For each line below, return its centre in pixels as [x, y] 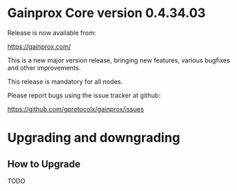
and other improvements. [44, 67]
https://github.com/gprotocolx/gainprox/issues [76, 109]
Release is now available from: [52, 33]
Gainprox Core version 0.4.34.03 [106, 13]
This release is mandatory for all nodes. [65, 81]
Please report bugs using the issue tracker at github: [84, 95]
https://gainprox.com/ [39, 46]
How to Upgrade [44, 164]
